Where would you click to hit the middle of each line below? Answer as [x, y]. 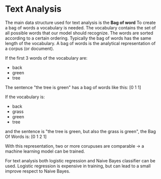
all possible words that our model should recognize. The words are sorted [79, 33]
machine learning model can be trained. [45, 151]
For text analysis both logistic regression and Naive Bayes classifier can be [80, 160]
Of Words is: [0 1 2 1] [26, 136]
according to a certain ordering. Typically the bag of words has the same [78, 38]
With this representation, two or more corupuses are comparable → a [75, 146]
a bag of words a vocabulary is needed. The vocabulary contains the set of [80, 27]
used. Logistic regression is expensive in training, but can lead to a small [78, 166]
